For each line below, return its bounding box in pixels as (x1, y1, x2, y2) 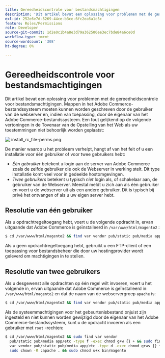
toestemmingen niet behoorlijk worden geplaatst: (5, 127, 105, 133)
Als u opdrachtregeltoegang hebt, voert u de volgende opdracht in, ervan (5, 219, 154, 225)
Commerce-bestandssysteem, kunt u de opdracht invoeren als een (5, 319, 141, 325)
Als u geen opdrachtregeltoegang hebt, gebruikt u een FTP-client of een (5, 243, 151, 249)
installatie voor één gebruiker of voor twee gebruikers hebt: (5, 151, 125, 157)
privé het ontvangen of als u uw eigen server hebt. (12, 192, 115, 198)
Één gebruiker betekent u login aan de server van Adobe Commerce (12, 160, 150, 167)
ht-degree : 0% (5, 44, 34, 49)
